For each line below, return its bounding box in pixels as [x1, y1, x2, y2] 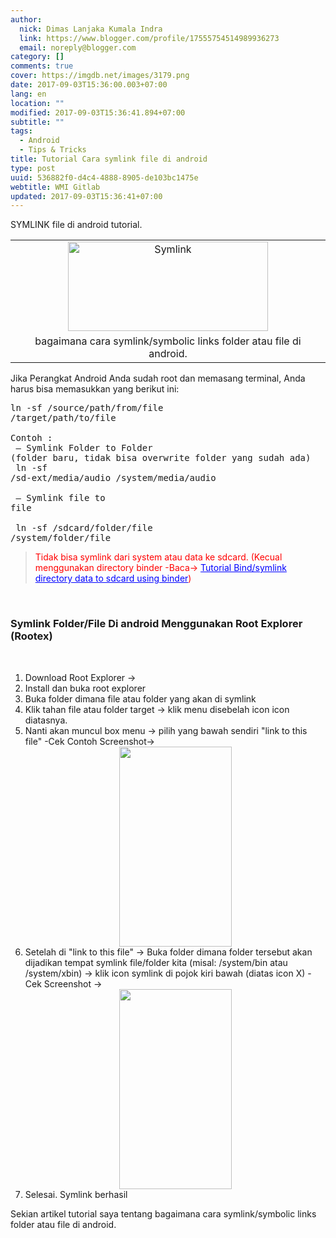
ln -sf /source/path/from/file [10, 402, 164, 414]
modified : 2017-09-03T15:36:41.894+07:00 [10, 107, 186, 118]
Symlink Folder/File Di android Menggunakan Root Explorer [10, 617, 303, 631]
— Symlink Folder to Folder [15, 442, 153, 454]
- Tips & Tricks [19, 145, 87, 155]
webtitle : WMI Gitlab [10, 182, 101, 192]
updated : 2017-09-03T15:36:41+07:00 [10, 191, 163, 201]
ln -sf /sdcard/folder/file [15, 522, 153, 534]
